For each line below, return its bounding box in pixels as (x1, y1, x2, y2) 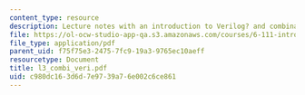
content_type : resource (9, 13, 100, 23)
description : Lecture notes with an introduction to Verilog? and (9, 22, 266, 31)
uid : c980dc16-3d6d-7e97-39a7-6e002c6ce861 (9, 72, 177, 81)
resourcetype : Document (9, 55, 100, 64)
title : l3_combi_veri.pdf (9, 64, 107, 73)
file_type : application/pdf (9, 38, 116, 48)
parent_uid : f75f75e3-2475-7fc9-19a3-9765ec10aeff (9, 47, 205, 56)
